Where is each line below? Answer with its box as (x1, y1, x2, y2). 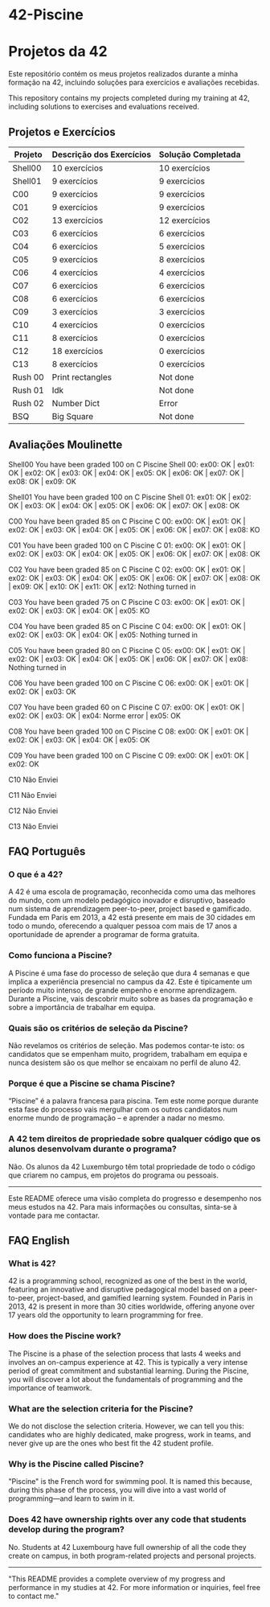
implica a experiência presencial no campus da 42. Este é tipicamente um (8, 976, 252, 986)
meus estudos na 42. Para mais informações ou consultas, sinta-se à (8, 1202, 238, 1211)
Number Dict (51, 397, 100, 409)
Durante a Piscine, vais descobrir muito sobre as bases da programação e (8, 993, 253, 1003)
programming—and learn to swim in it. (8, 1494, 135, 1503)
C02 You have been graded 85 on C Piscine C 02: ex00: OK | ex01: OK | (8, 565, 246, 574)
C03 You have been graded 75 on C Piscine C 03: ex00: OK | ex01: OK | (8, 597, 245, 606)
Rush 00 (12, 372, 44, 383)
